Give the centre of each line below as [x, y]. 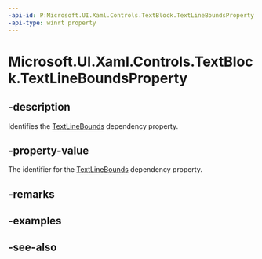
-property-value [49, 150]
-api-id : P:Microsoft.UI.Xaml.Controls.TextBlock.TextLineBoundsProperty [131, 15]
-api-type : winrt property [52, 23]
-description [39, 107]
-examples [35, 221]
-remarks [31, 194]
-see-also [33, 248]
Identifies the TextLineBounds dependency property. [93, 126]
